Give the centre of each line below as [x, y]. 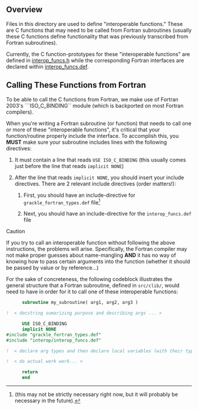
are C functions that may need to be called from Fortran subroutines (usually [99, 30]
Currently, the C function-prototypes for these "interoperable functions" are [98, 54]
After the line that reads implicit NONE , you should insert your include [99, 177]
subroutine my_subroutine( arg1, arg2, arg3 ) [80, 303]
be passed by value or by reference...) [52, 268]
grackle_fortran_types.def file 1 [62, 201]
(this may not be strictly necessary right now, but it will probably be [96, 395]
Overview [24, 10]
